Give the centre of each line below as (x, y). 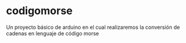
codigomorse (39, 11)
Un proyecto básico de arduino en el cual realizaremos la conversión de (93, 27)
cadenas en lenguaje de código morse (53, 33)
